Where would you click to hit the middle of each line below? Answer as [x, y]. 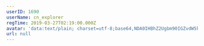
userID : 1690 [23, 12]
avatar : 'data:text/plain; [40, 28]
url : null [19, 34]
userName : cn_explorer [35, 17]
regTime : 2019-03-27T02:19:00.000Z [51, 23]
